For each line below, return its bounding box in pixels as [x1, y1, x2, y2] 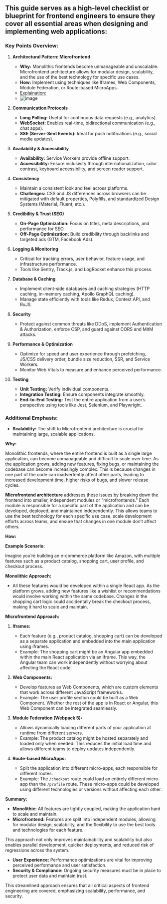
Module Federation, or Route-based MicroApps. [19, 84, 118, 90]
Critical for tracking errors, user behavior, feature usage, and [19, 256, 145, 262]
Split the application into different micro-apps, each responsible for [19, 765, 158, 771]
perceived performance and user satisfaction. [12, 862, 107, 868]
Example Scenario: [5, 543, 45, 549]
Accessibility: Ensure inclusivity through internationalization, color [19, 160, 157, 166]
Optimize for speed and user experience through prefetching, [19, 350, 146, 356]
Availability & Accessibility [12, 145, 69, 151]
